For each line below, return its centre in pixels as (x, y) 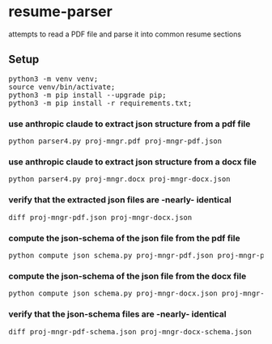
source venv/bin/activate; (62, 87)
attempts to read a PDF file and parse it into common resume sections (125, 34)
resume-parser (61, 12)
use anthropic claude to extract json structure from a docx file (132, 162)
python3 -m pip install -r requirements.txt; (100, 103)
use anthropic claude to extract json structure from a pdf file (130, 124)
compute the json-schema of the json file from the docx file (127, 276)
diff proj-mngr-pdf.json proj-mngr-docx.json (100, 217)
